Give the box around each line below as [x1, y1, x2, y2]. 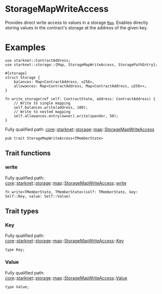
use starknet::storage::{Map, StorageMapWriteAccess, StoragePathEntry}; [5, 62, 158, 67]
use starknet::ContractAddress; [5, 58, 71, 63]
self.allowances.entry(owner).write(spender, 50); [14, 113, 119, 118]
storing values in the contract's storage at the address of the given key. [5, 24, 148, 30]
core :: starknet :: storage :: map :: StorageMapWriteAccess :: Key [5, 238, 124, 244]
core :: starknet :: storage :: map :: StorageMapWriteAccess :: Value [5, 275, 127, 281]
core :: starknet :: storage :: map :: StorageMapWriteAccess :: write [5, 180, 126, 186]
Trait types [5, 207, 39, 215]
